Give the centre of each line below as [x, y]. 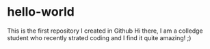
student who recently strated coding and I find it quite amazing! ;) [99, 37]
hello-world [41, 12]
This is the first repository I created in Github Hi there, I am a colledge [105, 31]
